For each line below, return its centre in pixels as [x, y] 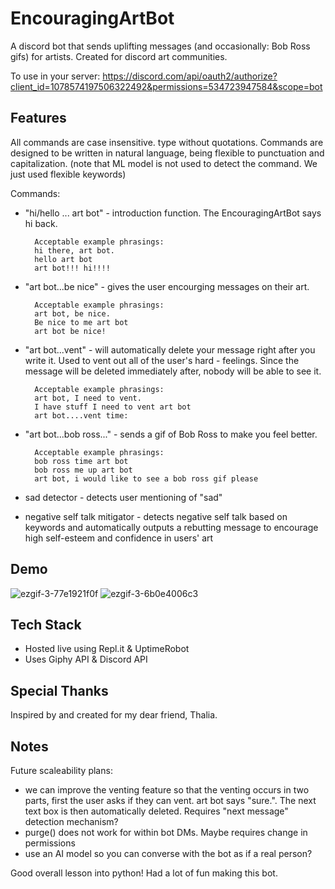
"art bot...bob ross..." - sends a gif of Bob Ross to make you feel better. [171, 434]
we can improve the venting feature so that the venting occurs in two [167, 790]
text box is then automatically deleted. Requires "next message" [156, 811]
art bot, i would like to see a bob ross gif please [146, 478]
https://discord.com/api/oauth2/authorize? [190, 76]
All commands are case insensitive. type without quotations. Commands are [167, 142]
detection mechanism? [71, 821]
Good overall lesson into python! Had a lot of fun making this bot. [144, 873]
